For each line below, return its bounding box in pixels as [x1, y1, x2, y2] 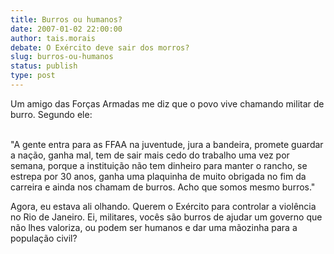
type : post [10, 71, 56, 81]
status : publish [10, 61, 78, 71]
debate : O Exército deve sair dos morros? [10, 42, 190, 53]
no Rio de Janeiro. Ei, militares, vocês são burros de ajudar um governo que [10, 211, 323, 223]
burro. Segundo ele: [10, 108, 93, 120]
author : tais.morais [10, 33, 97, 43]
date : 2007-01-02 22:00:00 [10, 24, 123, 34]
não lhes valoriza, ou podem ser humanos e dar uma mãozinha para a [10, 221, 298, 233]
